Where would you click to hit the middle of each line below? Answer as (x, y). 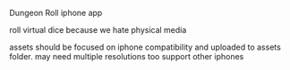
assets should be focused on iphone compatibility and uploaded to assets (145, 47)
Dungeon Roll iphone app (56, 13)
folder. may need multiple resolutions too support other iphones (127, 56)
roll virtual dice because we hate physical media (98, 30)
